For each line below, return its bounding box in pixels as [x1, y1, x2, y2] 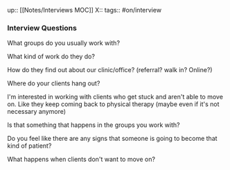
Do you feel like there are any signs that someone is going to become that [7, 135, 218, 143]
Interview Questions [7, 23, 78, 33]
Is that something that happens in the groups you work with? [7, 121, 180, 129]
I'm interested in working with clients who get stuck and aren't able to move [7, 93, 224, 101]
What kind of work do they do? [7, 52, 96, 61]
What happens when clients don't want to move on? [7, 155, 156, 164]
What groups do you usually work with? [7, 39, 120, 47]
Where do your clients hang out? [7, 79, 100, 87]
